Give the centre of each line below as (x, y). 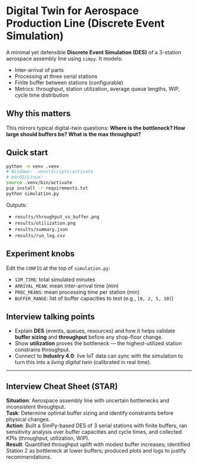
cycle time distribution (42, 95)
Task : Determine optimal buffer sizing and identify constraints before (90, 413)
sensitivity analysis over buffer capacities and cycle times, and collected (94, 432)
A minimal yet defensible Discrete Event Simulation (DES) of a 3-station (94, 52)
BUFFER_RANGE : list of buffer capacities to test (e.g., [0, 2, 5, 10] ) (94, 298)
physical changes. (28, 420)
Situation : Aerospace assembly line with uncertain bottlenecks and (88, 401)
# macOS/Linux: (25, 177)
